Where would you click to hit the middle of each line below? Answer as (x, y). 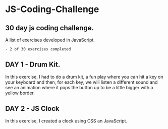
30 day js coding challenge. (50, 28)
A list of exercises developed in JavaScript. (50, 40)
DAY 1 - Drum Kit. (33, 65)
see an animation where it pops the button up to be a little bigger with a (79, 87)
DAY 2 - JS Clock (32, 109)
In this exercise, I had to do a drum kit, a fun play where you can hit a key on (84, 77)
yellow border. (20, 93)
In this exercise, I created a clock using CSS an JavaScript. (66, 121)
